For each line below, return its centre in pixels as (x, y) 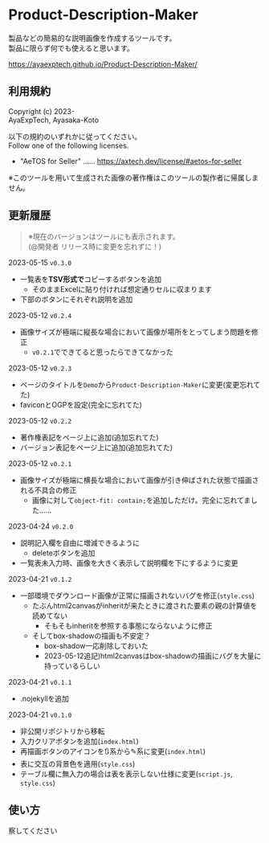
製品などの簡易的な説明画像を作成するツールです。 (92, 38)
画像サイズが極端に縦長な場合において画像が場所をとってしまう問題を (135, 332)
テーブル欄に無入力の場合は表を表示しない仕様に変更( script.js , (126, 774)
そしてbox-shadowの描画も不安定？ (91, 636)
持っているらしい (72, 665)
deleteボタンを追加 (63, 553)
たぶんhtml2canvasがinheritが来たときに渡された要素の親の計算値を (145, 605)
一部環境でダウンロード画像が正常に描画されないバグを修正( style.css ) (137, 595)
